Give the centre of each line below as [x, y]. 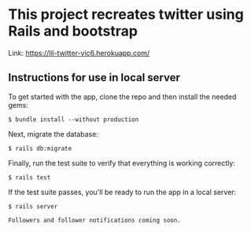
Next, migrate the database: [53, 134]
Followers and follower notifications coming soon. [94, 220]
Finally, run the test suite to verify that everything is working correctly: [122, 163]
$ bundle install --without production [74, 120]
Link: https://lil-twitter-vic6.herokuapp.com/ [79, 53]
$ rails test [30, 177]
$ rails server [33, 206]
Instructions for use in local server [94, 77]
